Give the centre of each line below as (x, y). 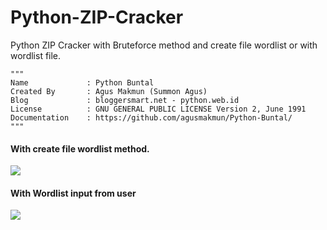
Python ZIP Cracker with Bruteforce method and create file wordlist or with (164, 45)
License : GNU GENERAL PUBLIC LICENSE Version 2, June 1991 (158, 109)
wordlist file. (36, 55)
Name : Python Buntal (82, 82)
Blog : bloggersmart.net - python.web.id (125, 100)
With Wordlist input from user (73, 193)
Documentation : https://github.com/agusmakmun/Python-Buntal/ (151, 117)
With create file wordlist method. (80, 148)
